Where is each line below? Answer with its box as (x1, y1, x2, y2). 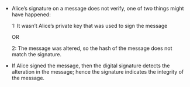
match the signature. (11, 51, 62, 57)
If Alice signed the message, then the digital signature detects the (11, 62, 170, 69)
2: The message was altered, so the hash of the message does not (11, 45, 172, 52)
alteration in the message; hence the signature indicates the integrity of (11, 68, 184, 75)
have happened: (11, 11, 51, 18)
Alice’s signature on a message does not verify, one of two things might (11, 5, 184, 12)
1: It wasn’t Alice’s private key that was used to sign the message (11, 23, 168, 29)
